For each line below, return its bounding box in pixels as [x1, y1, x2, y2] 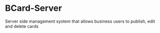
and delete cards [5, 23, 39, 29]
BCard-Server [5, 3, 62, 14]
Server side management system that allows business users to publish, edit [5, 18, 156, 24]
